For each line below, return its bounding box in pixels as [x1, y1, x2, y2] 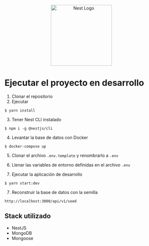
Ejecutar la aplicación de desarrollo [11, 171, 82, 177]
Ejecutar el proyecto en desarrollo [4, 77, 144, 89]
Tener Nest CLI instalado [11, 116, 61, 122]
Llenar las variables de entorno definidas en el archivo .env [11, 162, 130, 168]
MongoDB [11, 230, 32, 236]
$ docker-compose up [4, 144, 47, 149]
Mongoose [11, 235, 34, 241]
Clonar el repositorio [11, 93, 53, 99]
